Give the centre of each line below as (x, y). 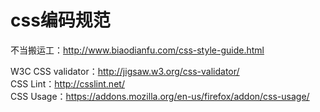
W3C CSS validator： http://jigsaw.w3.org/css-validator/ (125, 71)
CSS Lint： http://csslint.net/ (67, 83)
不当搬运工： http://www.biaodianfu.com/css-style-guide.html (137, 50)
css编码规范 (60, 20)
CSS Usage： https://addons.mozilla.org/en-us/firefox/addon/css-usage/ (160, 96)
